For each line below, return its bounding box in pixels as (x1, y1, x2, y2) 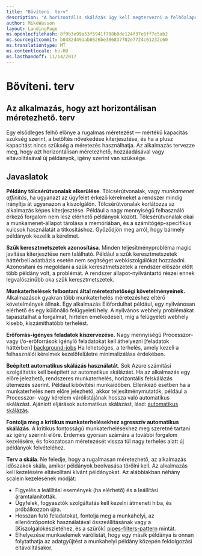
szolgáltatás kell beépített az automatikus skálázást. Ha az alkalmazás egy (6, 368, 191, 376)
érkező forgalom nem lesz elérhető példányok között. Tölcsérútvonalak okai (6, 213, 194, 220)
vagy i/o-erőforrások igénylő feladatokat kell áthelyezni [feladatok (6, 338, 170, 345)
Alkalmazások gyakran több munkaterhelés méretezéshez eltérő (6, 294, 165, 301)
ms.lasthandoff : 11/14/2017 (6, 54, 77, 60)
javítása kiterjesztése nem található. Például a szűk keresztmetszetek (6, 250, 177, 258)
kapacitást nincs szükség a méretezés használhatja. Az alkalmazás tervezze (6, 141, 195, 149)
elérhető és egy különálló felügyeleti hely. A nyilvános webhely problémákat (6, 307, 194, 314)
